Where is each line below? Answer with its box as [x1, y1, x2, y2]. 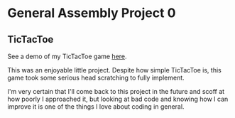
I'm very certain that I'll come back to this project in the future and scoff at [7, 87, 225, 95]
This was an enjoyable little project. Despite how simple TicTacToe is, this [7, 66, 222, 74]
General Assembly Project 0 [7, 5, 176, 21]
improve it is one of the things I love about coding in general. [7, 102, 185, 111]
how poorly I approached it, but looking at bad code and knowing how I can [7, 95, 229, 103]
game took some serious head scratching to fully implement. [7, 73, 185, 82]
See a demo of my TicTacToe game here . [7, 52, 127, 60]
